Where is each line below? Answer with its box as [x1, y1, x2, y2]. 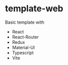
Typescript [12, 50, 34, 56]
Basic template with [5, 19, 45, 25]
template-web [5, 3, 64, 14]
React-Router [12, 34, 39, 40]
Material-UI [12, 44, 35, 50]
